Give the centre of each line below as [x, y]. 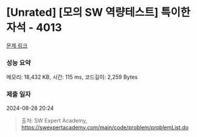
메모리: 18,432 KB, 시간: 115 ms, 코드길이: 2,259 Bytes [72, 77]
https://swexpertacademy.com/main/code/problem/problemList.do [105, 127]
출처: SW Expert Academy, [54, 120]
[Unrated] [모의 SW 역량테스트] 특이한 [98, 12]
